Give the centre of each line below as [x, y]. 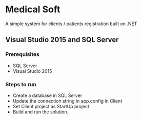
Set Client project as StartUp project [51, 106]
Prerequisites [22, 54]
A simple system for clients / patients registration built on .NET [71, 24]
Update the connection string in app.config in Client [67, 101]
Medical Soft [33, 9]
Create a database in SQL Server [47, 95]
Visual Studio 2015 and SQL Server [62, 40]
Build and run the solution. [40, 112]
